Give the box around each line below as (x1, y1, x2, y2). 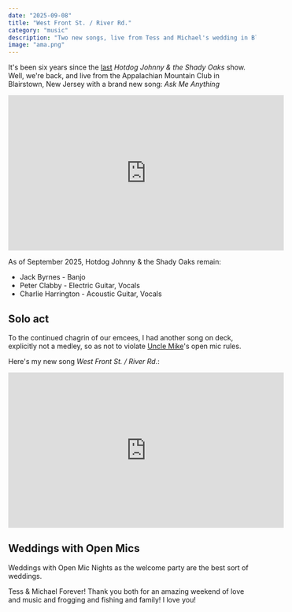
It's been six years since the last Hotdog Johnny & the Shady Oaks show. (8, 62, 246, 72)
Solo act (8, 312, 50, 325)
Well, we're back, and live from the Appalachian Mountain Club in (8, 71, 220, 81)
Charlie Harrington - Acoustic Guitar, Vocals (19, 289, 163, 298)
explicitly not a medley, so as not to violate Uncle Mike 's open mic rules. (8, 341, 242, 351)
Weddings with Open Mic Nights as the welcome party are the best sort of (8, 562, 249, 573)
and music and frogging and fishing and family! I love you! (8, 595, 197, 604)
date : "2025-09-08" (8, 11, 72, 20)
